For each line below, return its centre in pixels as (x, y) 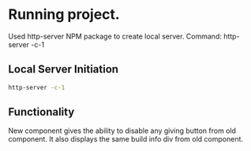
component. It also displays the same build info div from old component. (126, 139)
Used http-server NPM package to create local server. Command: (115, 36)
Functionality (41, 112)
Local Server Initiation (64, 70)
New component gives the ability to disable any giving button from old (122, 131)
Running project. (64, 15)
